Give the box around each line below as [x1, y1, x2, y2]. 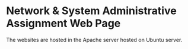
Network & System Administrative [6, 4, 177, 18]
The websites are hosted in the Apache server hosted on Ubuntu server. [6, 36, 183, 43]
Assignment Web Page [6, 17, 121, 30]
